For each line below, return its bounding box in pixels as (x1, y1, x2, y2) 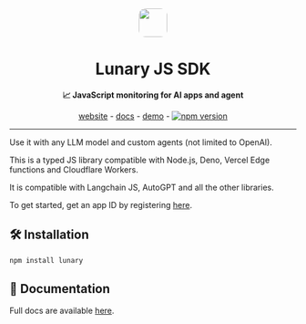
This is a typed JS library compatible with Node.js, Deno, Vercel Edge (9, 154, 270, 165)
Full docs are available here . (9, 305, 115, 317)
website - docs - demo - (78, 110, 170, 121)
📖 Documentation (9, 281, 111, 297)
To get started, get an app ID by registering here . (9, 199, 193, 210)
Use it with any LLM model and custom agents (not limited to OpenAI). (9, 136, 273, 148)
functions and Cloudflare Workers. (9, 163, 138, 175)
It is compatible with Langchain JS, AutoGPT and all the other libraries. (9, 182, 275, 193)
